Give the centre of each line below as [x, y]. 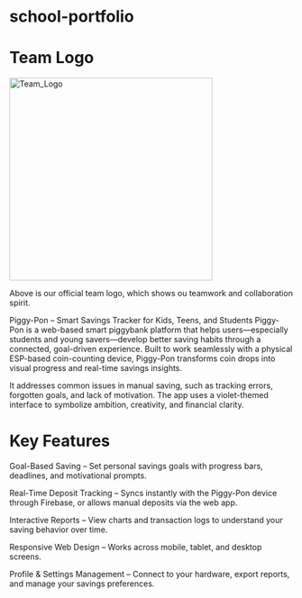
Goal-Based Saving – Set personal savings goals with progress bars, [136, 467]
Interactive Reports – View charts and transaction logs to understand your [146, 521]
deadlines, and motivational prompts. [78, 476]
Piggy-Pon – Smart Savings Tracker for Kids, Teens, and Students [131, 321]
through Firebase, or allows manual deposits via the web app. [124, 503]
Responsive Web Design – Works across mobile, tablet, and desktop [136, 548]
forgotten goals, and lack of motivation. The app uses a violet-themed [139, 395]
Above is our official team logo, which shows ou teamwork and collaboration [151, 294]
